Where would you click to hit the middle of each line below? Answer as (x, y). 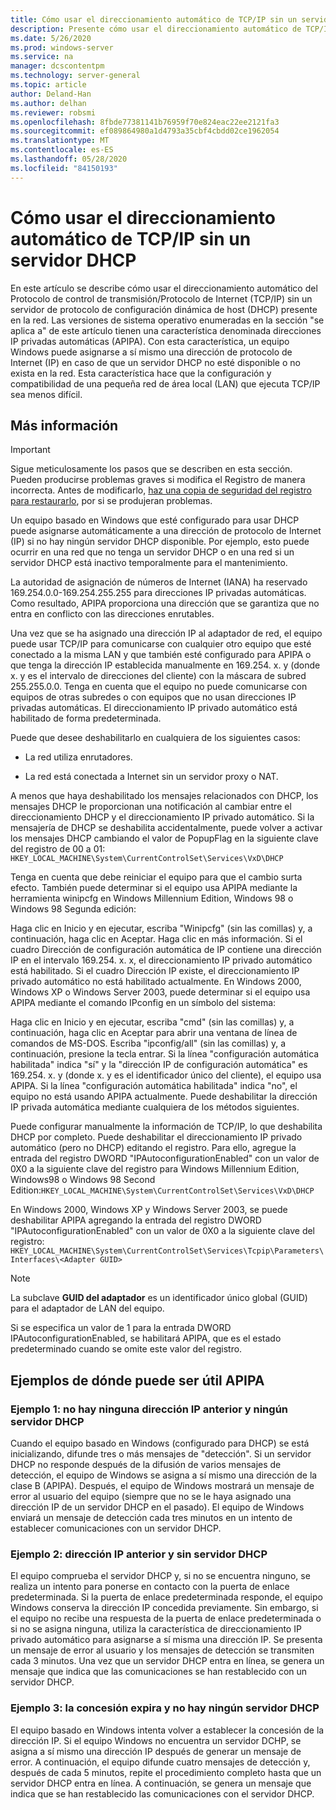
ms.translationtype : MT (60, 141)
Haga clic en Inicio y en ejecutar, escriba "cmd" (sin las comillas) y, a (152, 1022)
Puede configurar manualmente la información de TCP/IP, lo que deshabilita (166, 1127)
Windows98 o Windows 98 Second (83, 1180)
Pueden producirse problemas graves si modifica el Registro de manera (158, 480)
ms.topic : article (48, 85)
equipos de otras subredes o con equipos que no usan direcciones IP (153, 697)
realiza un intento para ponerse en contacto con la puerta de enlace (150, 1587)
